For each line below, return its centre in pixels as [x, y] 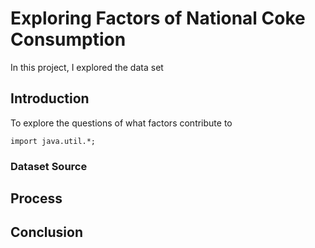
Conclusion [47, 232]
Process [36, 198]
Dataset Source [49, 166]
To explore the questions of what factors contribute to [121, 123]
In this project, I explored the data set [87, 67]
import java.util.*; [53, 141]
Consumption [68, 39]
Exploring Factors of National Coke [158, 18]
